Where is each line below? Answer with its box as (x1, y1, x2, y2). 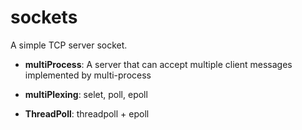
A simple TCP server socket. (10, 39, 128, 51)
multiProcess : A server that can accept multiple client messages (24, 58, 293, 70)
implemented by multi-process (24, 69, 152, 81)
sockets (10, 6, 78, 29)
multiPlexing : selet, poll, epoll (24, 88, 148, 100)
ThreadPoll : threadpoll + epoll (24, 107, 150, 120)
